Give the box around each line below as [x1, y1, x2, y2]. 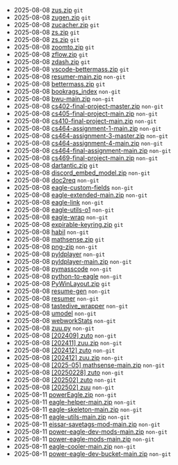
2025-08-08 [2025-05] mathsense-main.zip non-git [13, 361, 165, 369]
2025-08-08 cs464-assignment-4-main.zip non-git [13, 139, 163, 147]
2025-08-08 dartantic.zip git [13, 161, 99, 169]
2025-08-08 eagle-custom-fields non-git [13, 184, 133, 191]
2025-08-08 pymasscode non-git [13, 265, 113, 273]
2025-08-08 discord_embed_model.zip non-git [13, 168, 151, 177]
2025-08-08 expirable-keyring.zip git [13, 221, 124, 228]
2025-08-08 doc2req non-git [13, 176, 99, 184]
